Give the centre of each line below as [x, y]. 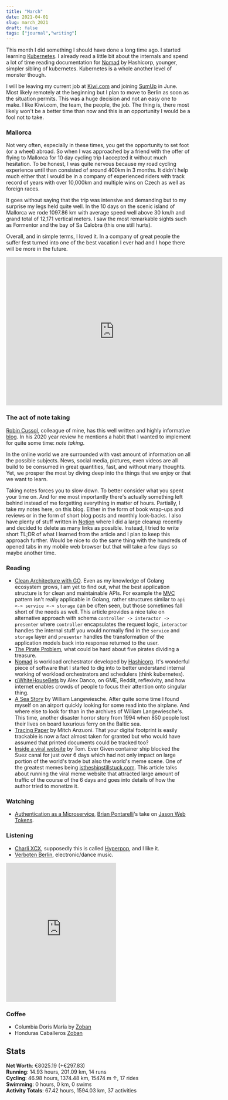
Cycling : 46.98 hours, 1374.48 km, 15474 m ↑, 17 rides [72, 1078]
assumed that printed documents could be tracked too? [81, 743]
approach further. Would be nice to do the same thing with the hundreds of [97, 540]
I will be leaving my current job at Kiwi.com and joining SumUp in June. [92, 86]
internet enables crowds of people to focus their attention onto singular [101, 687]
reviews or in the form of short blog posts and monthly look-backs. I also [94, 515]
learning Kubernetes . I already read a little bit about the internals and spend [97, 56]
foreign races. [23, 189]
